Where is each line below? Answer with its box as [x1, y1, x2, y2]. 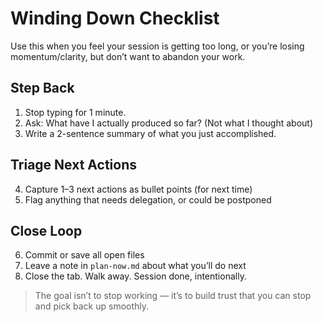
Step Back [10, 80, 75, 97]
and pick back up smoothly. [34, 300, 150, 312]
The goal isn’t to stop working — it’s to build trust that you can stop [34, 290, 312, 302]
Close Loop [10, 222, 83, 239]
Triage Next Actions [10, 157, 137, 174]
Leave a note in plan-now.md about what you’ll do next [24, 260, 247, 272]
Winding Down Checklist [10, 7, 220, 30]
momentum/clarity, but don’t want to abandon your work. [10, 50, 246, 62]
